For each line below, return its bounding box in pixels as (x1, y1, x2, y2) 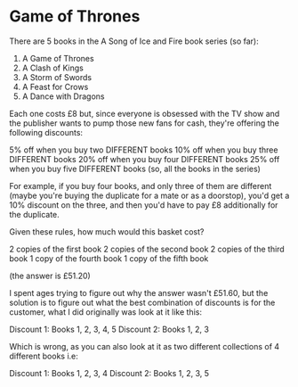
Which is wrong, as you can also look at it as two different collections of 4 (9, 341, 280, 351)
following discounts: (9, 127, 83, 137)
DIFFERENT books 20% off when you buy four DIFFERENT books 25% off (9, 153, 280, 164)
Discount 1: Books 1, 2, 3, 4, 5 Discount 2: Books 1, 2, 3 (9, 324, 209, 334)
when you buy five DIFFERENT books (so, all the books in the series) (9, 163, 261, 174)
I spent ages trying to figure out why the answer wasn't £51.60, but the (9, 287, 269, 298)
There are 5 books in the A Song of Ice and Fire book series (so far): (9, 36, 260, 46)
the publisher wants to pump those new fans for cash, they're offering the (9, 118, 280, 128)
